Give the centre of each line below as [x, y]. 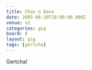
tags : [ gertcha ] [26, 45]
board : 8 [17, 34]
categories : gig [26, 28]
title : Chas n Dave [30, 12]
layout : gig [21, 39]
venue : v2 [18, 23]
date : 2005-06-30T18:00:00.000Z [46, 17]
